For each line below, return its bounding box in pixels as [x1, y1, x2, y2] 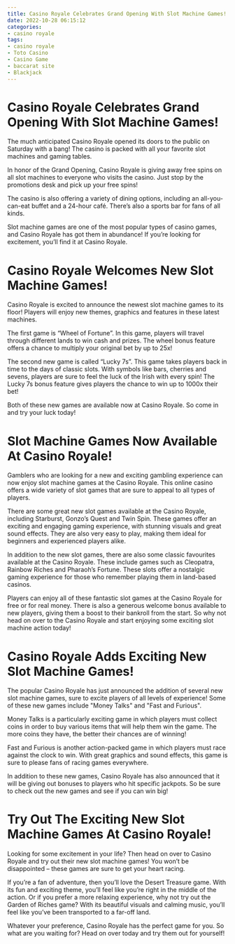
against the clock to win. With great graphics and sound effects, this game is [7, 751, 228, 759]
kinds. [7, 209, 25, 218]
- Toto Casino [7, 50, 49, 57]
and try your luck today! [7, 408, 76, 417]
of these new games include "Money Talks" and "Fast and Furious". [7, 701, 201, 710]
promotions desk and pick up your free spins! [7, 180, 138, 190]
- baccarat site [7, 62, 55, 69]
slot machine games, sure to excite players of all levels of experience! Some [7, 694, 226, 703]
